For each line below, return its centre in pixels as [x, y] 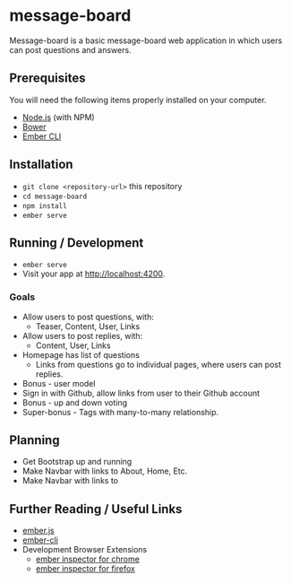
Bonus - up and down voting [75, 402]
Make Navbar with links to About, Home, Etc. [105, 471]
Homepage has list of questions [81, 354]
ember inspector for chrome [88, 559]
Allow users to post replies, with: [82, 335]
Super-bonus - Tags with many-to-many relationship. [120, 412]
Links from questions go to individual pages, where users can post [158, 364]
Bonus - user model [59, 383]
